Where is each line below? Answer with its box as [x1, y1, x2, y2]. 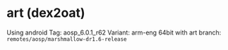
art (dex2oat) [6, 5, 85, 21]
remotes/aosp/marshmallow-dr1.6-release [6, 35, 128, 43]
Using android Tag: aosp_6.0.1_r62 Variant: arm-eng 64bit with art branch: [6, 28, 222, 37]
